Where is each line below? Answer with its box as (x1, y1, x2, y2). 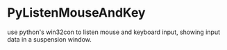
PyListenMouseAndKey (7, 5, 146, 21)
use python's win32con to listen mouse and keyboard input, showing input (7, 28, 221, 36)
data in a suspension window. (7, 35, 92, 43)
